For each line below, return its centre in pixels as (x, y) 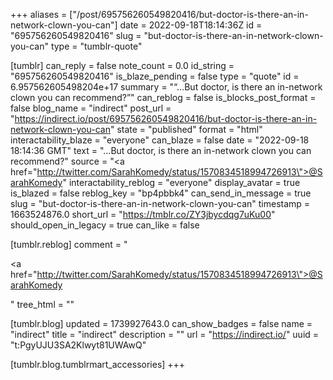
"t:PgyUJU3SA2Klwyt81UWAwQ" (78, 345)
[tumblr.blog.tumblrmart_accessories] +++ (98, 364)
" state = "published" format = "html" (186, 129)
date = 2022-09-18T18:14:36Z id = (191, 25)
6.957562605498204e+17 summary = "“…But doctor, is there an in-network (166, 87)
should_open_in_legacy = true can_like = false (105, 225)
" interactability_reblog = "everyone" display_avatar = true (181, 182)
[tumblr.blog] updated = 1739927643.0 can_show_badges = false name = (161, 323)
